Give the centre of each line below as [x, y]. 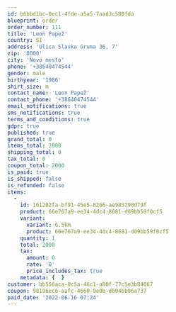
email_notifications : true [47, 106]
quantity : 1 [37, 238]
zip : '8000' [25, 54]
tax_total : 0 [27, 159]
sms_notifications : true [44, 113]
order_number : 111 [34, 27]
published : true [31, 133]
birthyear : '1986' [34, 80]
